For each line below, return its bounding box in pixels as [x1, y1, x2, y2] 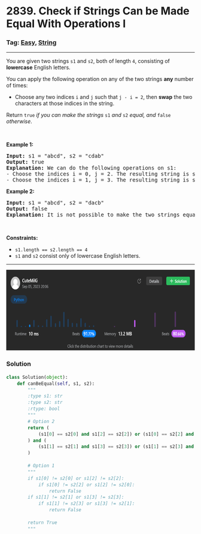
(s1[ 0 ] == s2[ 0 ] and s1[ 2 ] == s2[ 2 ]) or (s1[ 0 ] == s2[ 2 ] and [38, 431, 194, 437]
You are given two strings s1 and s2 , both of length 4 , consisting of [6, 58, 170, 65]
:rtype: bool [28, 406, 60, 412]
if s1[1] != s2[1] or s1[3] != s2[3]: [28, 494, 124, 500]
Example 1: [6, 141, 34, 148]
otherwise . [6, 118, 33, 125]
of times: [6, 82, 28, 89]
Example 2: [6, 188, 35, 195]
